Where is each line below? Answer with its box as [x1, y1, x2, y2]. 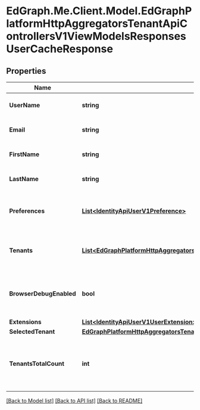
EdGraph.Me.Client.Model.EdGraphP [6, 4, 192, 18]
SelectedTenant [9, 328, 55, 336]
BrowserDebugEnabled [9, 290, 76, 297]
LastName [9, 175, 39, 183]
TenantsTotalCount [9, 359, 64, 368]
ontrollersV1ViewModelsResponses [6, 30, 186, 43]
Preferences [9, 207, 45, 215]
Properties [6, 66, 46, 76]
